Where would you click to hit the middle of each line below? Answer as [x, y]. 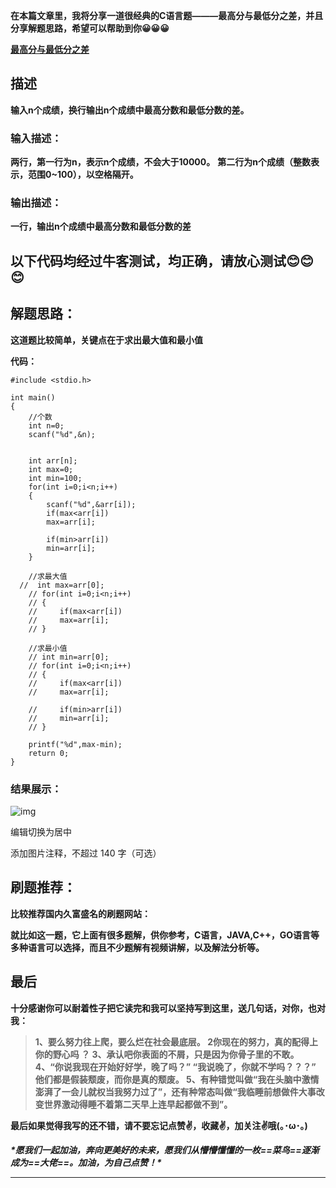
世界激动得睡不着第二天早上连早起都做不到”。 [138, 1104]
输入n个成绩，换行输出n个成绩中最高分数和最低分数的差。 [130, 110]
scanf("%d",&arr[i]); [91, 504]
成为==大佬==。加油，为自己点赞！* [86, 1162]
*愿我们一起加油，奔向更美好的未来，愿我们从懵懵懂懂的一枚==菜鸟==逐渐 [165, 1150]
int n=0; [46, 425]
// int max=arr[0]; [62, 585]
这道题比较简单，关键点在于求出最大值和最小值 [106, 340]
